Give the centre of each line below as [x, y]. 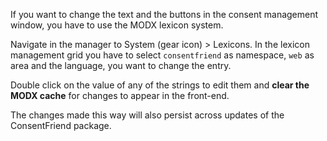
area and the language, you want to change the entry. [121, 65]
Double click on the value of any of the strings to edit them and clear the [160, 85]
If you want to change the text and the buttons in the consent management [164, 14]
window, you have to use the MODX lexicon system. [117, 25]
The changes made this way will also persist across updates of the [147, 115]
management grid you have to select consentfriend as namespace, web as [162, 55]
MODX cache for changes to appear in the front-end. [120, 95]
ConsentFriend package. [61, 125]
